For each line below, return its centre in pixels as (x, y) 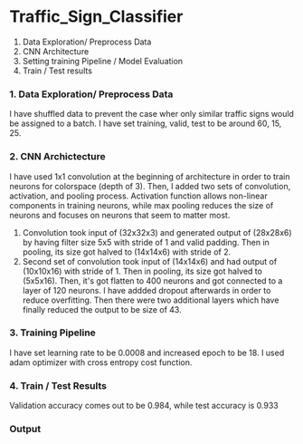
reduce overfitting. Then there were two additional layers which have (151, 300)
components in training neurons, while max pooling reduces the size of (142, 205)
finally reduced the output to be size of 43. (102, 309)
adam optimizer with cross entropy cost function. (101, 362)
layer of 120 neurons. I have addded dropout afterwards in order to (147, 290)
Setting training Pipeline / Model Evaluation (103, 61)
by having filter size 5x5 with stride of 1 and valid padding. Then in (146, 242)
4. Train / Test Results (58, 385)
